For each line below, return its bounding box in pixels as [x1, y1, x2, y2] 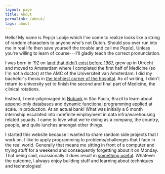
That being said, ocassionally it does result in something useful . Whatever [5, 153, 156, 159]
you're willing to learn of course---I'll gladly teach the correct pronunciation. [5, 50, 161, 56]
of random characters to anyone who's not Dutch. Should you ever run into [5, 40, 158, 46]
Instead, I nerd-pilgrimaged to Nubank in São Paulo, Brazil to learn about [5, 96, 153, 102]
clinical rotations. [5, 86, 40, 92]
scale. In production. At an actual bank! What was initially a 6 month [5, 106, 143, 112]
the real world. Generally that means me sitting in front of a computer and [5, 142, 155, 148]
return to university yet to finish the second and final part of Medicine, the [5, 81, 156, 87]
